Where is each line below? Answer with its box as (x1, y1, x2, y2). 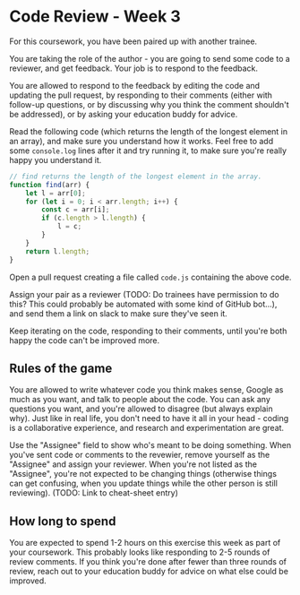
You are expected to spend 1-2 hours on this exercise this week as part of (9, 538, 281, 548)
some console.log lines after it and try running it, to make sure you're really (9, 145, 287, 156)
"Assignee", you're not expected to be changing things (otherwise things (9, 469, 278, 479)
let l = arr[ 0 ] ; (25, 188, 87, 198)
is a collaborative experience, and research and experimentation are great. (9, 423, 285, 434)
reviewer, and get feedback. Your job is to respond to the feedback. (9, 63, 258, 73)
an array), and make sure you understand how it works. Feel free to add (9, 135, 274, 146)
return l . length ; (25, 246, 90, 256)
